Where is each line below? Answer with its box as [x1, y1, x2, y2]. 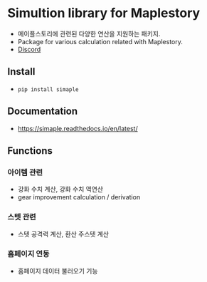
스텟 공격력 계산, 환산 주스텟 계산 [17, 229, 109, 238]
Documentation [7, 105, 78, 117]
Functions [7, 145, 53, 157]
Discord [17, 45, 41, 53]
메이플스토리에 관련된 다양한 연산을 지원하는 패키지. [17, 29, 161, 38]
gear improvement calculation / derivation [17, 193, 141, 202]
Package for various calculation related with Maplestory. [17, 37, 183, 46]
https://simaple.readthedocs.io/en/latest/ [17, 124, 138, 132]
